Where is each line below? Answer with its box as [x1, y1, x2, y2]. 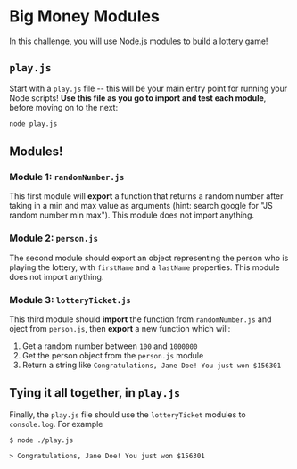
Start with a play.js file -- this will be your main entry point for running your [9, 83, 288, 94]
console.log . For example [9, 418, 103, 429]
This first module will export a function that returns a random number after [9, 191, 284, 202]
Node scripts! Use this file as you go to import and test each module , [9, 92, 267, 103]
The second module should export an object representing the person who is [9, 252, 289, 263]
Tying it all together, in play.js [9, 385, 181, 400]
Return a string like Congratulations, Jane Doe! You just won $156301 [21, 359, 282, 370]
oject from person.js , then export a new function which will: [9, 323, 231, 333]
